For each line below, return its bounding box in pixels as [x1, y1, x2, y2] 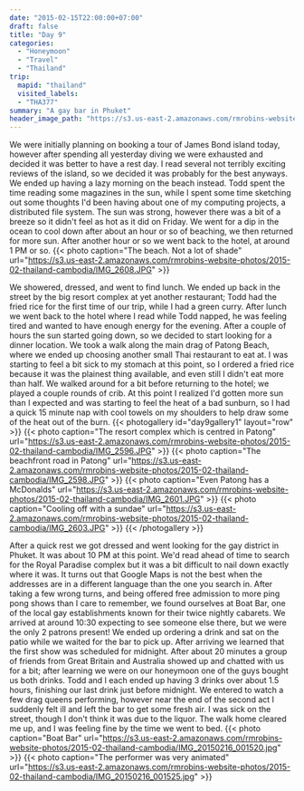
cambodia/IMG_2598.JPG [9, 475, 106, 486]
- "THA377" [17, 97, 59, 107]
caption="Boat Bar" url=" [9, 733, 103, 744]
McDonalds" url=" [9, 484, 77, 495]
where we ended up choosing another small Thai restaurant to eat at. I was [9, 350, 289, 361]
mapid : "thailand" [17, 81, 88, 90]
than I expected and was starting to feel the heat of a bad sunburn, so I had [9, 398, 290, 409]
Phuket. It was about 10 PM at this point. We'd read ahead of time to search [9, 550, 290, 561]
